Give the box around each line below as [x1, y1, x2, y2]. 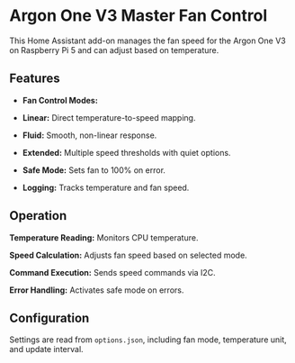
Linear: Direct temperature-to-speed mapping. [22, 112, 196, 123]
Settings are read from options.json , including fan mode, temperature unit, [9, 334, 288, 345]
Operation [9, 208, 67, 223]
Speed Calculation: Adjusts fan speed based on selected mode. [9, 250, 247, 260]
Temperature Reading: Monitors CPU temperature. [9, 231, 199, 243]
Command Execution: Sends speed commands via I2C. [9, 267, 216, 277]
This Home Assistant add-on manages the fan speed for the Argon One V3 [9, 35, 286, 46]
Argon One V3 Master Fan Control [9, 5, 268, 26]
